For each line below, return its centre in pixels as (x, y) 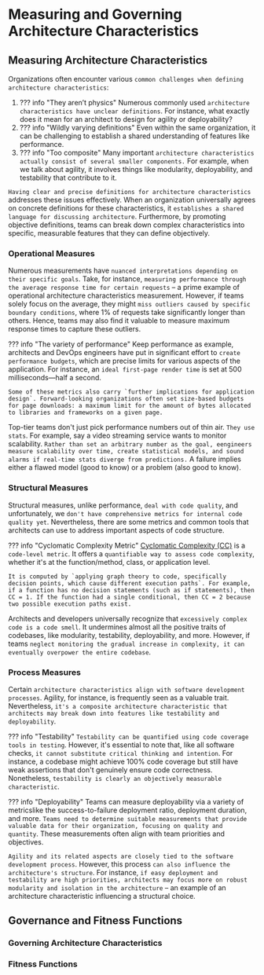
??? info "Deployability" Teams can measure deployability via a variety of (126, 801)
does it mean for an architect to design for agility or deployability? (126, 119)
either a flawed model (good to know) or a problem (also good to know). (125, 467)
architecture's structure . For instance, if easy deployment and (113, 872)
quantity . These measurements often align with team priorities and (117, 834)
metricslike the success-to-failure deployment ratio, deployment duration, (128, 810)
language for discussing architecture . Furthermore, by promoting (117, 216)
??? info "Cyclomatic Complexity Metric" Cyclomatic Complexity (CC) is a (127, 545)
